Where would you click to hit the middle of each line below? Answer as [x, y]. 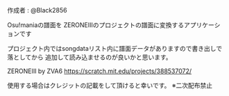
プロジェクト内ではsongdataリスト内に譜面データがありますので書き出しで [115, 48]
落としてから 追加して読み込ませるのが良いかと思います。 [90, 57]
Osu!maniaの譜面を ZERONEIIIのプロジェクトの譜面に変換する [96, 25]
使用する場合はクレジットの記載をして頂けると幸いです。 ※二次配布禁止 [110, 85]
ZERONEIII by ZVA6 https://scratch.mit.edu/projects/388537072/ [100, 71]
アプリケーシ [202, 25]
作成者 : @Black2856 [37, 10]
